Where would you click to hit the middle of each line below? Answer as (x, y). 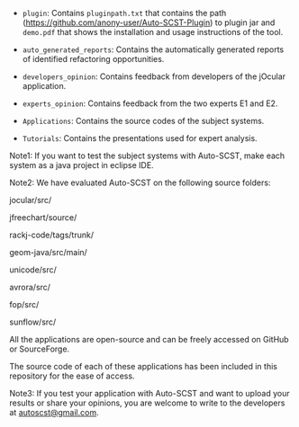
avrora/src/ (30, 287)
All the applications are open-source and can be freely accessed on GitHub (149, 339)
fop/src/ (24, 304)
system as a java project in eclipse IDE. (82, 165)
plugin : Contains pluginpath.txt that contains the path (124, 13)
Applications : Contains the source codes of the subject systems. (143, 121)
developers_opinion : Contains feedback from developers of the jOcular (154, 76)
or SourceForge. (40, 349)
